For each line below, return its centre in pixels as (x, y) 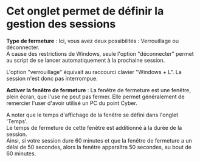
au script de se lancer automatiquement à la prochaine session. (86, 60)
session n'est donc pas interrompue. (52, 78)
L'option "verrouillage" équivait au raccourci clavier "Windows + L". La (94, 72)
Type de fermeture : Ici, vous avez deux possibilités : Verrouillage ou (93, 41)
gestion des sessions (61, 24)
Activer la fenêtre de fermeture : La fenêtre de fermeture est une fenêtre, (99, 90)
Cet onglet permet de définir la (85, 11)
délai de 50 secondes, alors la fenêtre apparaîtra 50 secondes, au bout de (99, 147)
